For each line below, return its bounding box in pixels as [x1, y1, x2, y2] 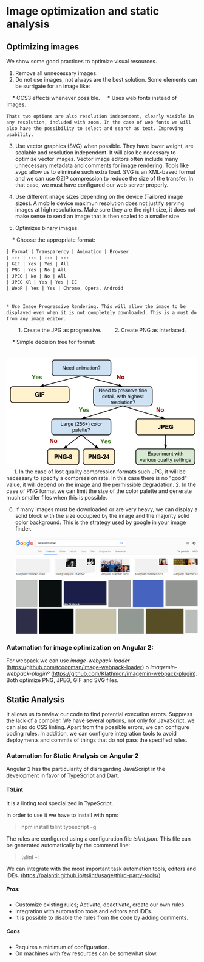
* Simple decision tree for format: [12, 339, 96, 345]
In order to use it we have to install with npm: [6, 811, 118, 819]
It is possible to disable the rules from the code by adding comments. [15, 914, 188, 921]
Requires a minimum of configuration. [15, 943, 109, 950]
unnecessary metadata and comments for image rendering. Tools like [15, 162, 189, 169]
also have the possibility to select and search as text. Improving [6, 126, 183, 132]
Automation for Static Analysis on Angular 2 [6, 752, 139, 760]
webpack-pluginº [6, 670, 50, 678]
